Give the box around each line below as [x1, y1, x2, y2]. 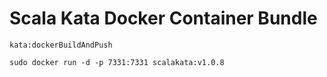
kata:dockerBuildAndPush [9, 40, 113, 50]
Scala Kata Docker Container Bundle [9, 7, 318, 30]
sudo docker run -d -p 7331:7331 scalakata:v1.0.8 [9, 57, 225, 67]
